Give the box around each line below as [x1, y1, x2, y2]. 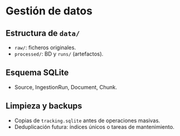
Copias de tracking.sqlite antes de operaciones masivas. [14, 117, 161, 124]
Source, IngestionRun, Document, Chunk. [14, 83, 117, 90]
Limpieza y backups [5, 101, 82, 111]
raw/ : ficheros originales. [14, 44, 76, 51]
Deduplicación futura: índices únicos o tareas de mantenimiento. [14, 123, 175, 130]
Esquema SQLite [5, 68, 69, 78]
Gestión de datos [5, 4, 93, 18]
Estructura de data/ [5, 28, 80, 38]
